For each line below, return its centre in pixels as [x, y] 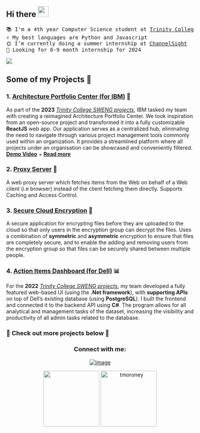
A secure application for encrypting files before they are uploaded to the [95, 224]
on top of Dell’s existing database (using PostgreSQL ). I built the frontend [96, 299]
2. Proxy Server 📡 [32, 169]
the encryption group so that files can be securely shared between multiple [99, 249]
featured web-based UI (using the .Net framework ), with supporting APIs [97, 292]
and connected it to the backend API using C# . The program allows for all [96, 305]
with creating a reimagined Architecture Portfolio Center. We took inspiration [100, 116]
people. [15, 255]
